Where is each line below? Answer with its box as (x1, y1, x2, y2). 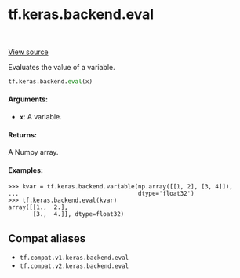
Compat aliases (8, 232, 86, 245)
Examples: (8, 165, 43, 174)
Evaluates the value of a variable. (8, 62, 115, 71)
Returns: (8, 130, 38, 139)
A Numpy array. (8, 148, 59, 157)
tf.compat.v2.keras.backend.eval (19, 262, 129, 270)
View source (8, 47, 49, 57)
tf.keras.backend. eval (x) (8, 77, 93, 86)
